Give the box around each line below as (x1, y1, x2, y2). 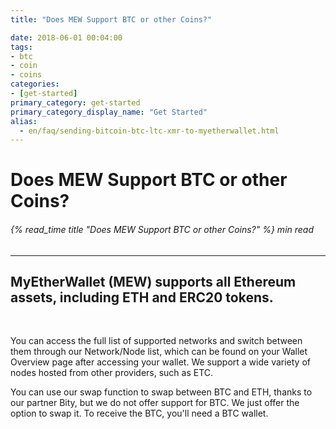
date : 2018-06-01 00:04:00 (10, 32, 123, 43)
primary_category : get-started (10, 97, 141, 108)
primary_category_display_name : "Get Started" (10, 107, 208, 117)
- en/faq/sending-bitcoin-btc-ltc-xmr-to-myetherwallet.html (19, 126, 280, 136)
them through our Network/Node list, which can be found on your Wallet (10, 346, 308, 358)
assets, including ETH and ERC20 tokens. (10, 289, 274, 306)
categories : (10, 79, 60, 90)
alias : (10, 116, 38, 126)
